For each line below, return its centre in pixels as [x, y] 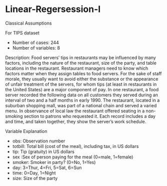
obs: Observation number [39, 141]
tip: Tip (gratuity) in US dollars [43, 151]
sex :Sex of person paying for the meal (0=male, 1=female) [73, 157]
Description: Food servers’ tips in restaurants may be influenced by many [80, 57]
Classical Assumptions [28, 23]
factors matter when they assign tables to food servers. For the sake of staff [83, 73]
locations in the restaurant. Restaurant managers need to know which [77, 68]
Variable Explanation [26, 131]
